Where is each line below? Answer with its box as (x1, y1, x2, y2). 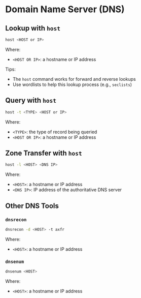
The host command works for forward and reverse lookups (12, 76, 136, 82)
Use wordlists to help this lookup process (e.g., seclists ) (12, 81, 132, 87)
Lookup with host (5, 24, 61, 33)
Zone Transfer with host (5, 148, 82, 157)
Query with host (5, 96, 57, 105)
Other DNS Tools (5, 201, 59, 210)
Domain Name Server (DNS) (5, 4, 125, 15)
